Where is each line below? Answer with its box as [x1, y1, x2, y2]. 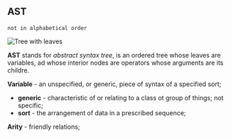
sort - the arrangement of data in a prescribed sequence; [17, 108, 186, 117]
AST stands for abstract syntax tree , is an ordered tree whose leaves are [7, 51, 221, 59]
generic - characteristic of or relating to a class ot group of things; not [17, 93, 224, 102]
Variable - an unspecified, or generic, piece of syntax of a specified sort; [7, 80, 222, 88]
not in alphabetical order [7, 24, 87, 31]
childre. [7, 65, 30, 74]
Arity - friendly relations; [7, 122, 80, 131]
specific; [17, 101, 44, 110]
